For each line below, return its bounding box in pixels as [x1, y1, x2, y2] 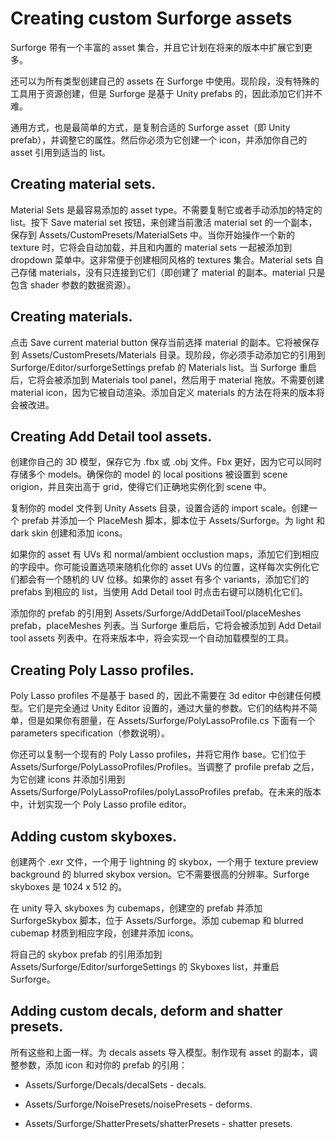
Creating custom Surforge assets [10, 7, 293, 30]
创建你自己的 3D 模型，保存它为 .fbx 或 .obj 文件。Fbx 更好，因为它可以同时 [10, 456, 322, 468]
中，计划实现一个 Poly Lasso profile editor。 [10, 798, 192, 811]
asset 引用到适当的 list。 [10, 146, 112, 158]
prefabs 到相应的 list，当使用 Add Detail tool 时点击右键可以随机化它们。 [10, 586, 308, 598]
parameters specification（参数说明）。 [10, 727, 171, 739]
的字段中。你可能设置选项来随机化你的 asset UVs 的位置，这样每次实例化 [10, 561, 312, 573]
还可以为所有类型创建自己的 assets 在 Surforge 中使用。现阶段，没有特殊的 [10, 75, 320, 87]
